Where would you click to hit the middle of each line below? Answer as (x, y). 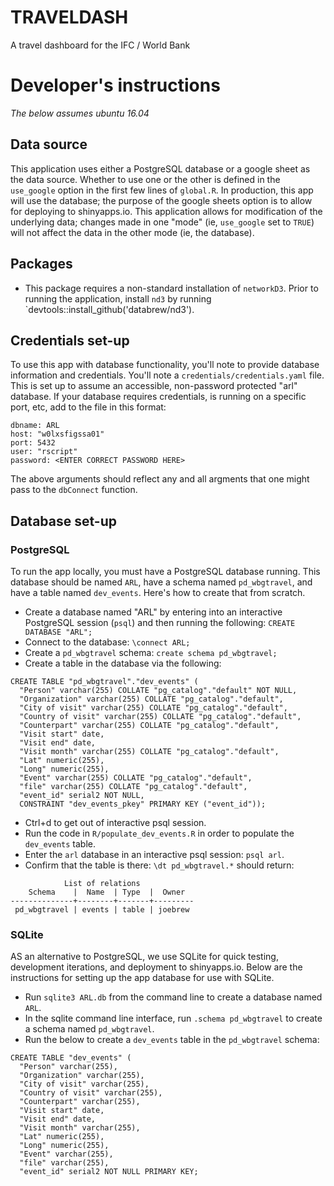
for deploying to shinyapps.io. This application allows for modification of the (166, 211)
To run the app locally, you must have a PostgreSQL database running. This (165, 571)
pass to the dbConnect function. (74, 490)
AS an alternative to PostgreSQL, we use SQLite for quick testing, (144, 957)
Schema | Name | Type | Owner (107, 892)
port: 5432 (33, 443)
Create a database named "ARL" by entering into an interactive (153, 612)
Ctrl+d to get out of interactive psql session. (115, 822)
